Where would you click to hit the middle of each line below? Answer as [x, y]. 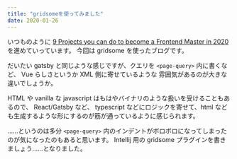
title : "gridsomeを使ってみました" [56, 14]
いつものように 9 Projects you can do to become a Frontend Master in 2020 [118, 41]
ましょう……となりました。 [47, 148]
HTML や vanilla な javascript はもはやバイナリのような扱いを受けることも [116, 98]
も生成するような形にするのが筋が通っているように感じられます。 [104, 116]
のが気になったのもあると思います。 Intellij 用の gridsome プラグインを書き [117, 139]
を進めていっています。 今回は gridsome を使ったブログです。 [98, 50]
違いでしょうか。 [32, 83]
